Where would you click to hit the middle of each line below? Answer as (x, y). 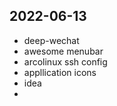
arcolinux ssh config (65, 61)
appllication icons (60, 72)
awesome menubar (63, 51)
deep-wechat (51, 40)
